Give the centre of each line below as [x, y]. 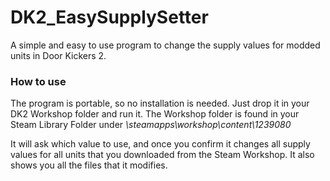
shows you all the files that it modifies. [89, 165]
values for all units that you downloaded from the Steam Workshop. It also [162, 155]
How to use [38, 81]
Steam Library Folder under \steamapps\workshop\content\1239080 [151, 125]
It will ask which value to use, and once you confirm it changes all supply [160, 144]
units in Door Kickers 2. [58, 55]
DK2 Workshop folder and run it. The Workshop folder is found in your [155, 114]
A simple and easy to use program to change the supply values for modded [165, 45]
